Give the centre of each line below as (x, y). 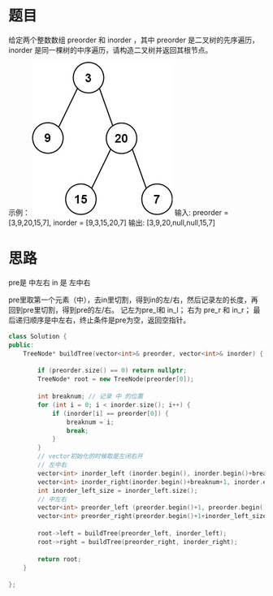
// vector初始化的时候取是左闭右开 (91, 456)
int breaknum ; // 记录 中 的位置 (91, 396)
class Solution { (38, 336)
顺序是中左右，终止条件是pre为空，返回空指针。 (110, 320)
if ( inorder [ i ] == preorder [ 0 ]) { (110, 413)
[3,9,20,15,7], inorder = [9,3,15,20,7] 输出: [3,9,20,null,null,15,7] (112, 222)
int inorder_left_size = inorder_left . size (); (118, 490)
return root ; (60, 559)
